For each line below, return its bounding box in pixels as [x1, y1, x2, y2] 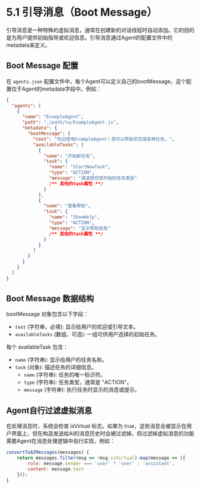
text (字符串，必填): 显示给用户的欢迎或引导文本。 [14, 323, 139, 330]
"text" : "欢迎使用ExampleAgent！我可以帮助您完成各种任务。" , [32, 136, 175, 142]
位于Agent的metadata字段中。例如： [11, 85, 102, 92]
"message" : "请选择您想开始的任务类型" [48, 175, 137, 181]
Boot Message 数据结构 [6, 294, 94, 304]
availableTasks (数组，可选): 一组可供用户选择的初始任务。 [14, 331, 161, 338]
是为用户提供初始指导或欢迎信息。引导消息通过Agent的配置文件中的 [6, 34, 173, 41]
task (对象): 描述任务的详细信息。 [14, 364, 97, 371]
